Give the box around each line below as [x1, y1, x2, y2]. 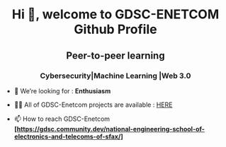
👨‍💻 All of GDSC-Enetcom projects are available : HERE [13, 100, 173, 109]
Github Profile [74, 21, 157, 37]
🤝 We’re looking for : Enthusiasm [13, 86, 111, 95]
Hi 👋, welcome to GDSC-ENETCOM [11, 6, 220, 23]
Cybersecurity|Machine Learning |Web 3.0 [40, 71, 191, 81]
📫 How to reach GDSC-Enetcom [13, 114, 111, 123]
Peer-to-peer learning [66, 49, 165, 61]
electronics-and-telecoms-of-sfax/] [13, 132, 123, 141]
